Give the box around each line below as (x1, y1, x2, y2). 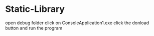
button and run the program (5, 25, 63, 31)
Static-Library (5, 3, 65, 15)
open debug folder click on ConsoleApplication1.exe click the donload (5, 20, 149, 26)
